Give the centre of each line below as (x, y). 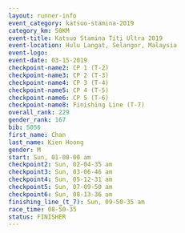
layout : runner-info (43, 16)
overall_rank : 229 (39, 113)
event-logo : (28, 53)
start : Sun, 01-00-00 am (50, 157)
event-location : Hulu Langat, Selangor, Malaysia (93, 46)
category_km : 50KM (39, 30)
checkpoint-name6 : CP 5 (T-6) (59, 98)
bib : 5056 (25, 127)
